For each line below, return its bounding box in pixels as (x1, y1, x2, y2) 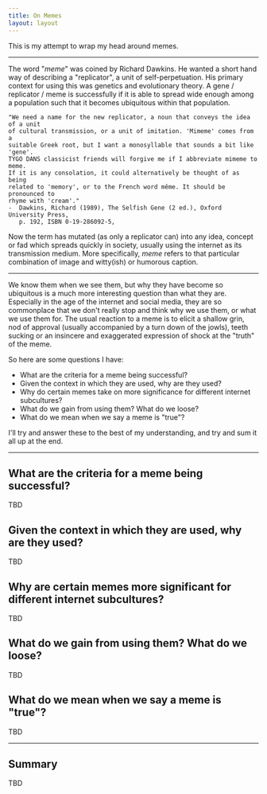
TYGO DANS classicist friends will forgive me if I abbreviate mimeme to (8, 154, 258, 163)
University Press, (8, 210, 69, 219)
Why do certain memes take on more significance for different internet (19, 387, 251, 397)
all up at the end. (8, 436, 64, 446)
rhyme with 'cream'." (8, 197, 80, 205)
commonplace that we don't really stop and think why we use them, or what (8, 305, 257, 315)
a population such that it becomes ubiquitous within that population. (8, 97, 230, 108)
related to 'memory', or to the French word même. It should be (8, 182, 226, 191)
